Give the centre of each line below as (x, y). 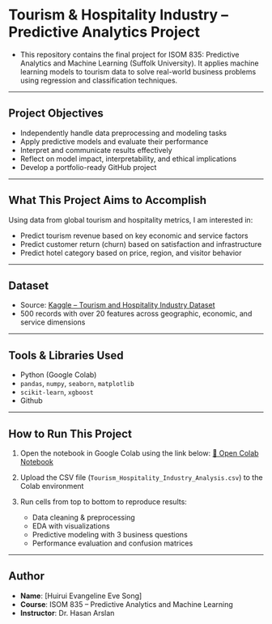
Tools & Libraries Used (66, 355)
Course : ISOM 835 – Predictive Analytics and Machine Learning (126, 604)
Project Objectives (56, 114)
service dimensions (53, 322)
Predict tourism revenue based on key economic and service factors (134, 236)
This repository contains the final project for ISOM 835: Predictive (130, 54)
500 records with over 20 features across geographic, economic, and (136, 314)
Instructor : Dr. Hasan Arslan (67, 613)
